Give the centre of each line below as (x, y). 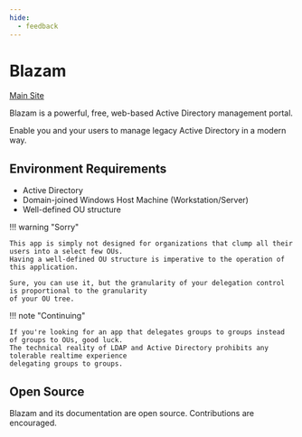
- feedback (38, 26)
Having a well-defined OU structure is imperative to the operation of (147, 260)
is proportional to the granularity (78, 291)
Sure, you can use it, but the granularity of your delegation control (147, 284)
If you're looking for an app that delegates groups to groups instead (147, 332)
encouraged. (33, 423)
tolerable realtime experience (68, 356)
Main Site (27, 96)
